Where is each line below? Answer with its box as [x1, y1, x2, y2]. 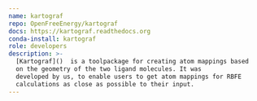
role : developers [8, 42, 68, 50]
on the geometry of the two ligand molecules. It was [15, 65, 202, 73]
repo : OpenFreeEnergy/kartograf [8, 20, 118, 28]
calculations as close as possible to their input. [15, 80, 195, 88]
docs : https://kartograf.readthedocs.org [8, 27, 151, 35]
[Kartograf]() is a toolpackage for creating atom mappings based [15, 58, 250, 66]
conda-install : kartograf [8, 34, 96, 43]
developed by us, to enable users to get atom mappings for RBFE [15, 72, 242, 81]
